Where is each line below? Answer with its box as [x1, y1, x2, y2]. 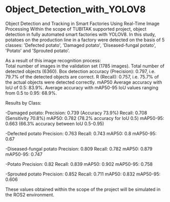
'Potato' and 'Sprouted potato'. [5, 47, 70, 54]
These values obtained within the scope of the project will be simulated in [5, 186, 161, 192]
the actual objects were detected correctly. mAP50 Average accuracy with [5, 79, 162, 85]
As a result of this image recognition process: [5, 57, 101, 63]
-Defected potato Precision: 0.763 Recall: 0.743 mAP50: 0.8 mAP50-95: [5, 130, 157, 136]
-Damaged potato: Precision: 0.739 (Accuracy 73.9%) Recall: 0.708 [5, 110, 147, 116]
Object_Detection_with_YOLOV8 [5, 4, 146, 15]
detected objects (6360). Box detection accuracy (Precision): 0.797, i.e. [5, 68, 156, 74]
